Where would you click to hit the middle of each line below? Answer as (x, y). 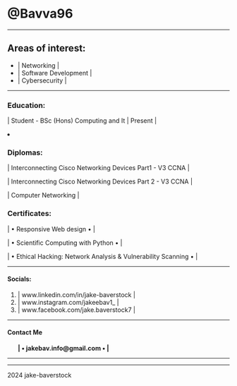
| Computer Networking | (43, 195)
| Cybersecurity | (42, 80)
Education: (26, 105)
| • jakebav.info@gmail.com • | (63, 349)
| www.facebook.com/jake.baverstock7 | (77, 310)
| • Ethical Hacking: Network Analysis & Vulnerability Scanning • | (103, 256)
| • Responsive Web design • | (51, 229)
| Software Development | (55, 73)
